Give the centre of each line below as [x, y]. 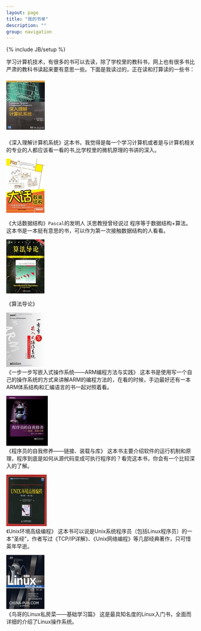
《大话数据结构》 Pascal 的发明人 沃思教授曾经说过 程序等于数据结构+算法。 [99, 223]
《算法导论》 [22, 304]
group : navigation [29, 32]
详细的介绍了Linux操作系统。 [42, 622]
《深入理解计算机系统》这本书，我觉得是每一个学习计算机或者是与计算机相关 [100, 143]
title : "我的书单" [28, 19]
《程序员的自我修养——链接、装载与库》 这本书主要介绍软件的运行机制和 [96, 451]
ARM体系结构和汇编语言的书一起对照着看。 [59, 387]
